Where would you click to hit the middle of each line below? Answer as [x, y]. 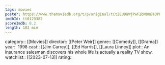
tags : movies [18, 10]
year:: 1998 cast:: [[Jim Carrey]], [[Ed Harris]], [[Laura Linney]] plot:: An [77, 47]
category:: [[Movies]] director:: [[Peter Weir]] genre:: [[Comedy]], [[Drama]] [82, 42]
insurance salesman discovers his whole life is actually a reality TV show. [79, 52]
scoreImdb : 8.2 [21, 23]
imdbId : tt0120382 [24, 19]
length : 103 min [22, 28]
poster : [13, 14]
